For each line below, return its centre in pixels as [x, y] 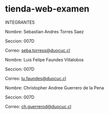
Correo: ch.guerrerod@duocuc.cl [38, 106]
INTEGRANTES [20, 22]
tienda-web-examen [47, 9]
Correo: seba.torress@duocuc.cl [38, 50]
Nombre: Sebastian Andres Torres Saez [45, 31]
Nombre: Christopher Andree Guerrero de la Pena [54, 87]
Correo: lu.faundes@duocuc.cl [36, 78]
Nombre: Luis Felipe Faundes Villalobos [44, 59]
